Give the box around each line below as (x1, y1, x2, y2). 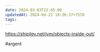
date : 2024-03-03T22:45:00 (5, 7, 62, 13)
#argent (5, 41, 22, 47)
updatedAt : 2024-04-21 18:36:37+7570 (5, 12, 85, 17)
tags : (5, 17, 17, 22)
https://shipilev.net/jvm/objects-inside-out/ (5, 31, 95, 37)
